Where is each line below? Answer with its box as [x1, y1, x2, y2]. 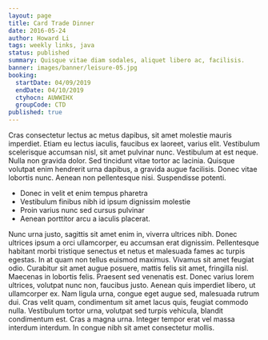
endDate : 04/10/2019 [15, 86, 84, 94]
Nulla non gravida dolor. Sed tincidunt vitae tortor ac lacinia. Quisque [8, 156, 235, 165]
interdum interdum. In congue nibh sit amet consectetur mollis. [8, 323, 215, 332]
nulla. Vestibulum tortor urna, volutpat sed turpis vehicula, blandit [8, 306, 224, 315]
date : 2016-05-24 [8, 26, 66, 34]
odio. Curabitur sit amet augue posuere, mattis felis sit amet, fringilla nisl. [8, 263, 250, 273]
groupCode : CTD [15, 101, 66, 109]
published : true [8, 109, 62, 117]
